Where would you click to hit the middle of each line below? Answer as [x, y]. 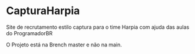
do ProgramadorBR [29, 33]
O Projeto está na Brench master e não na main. [64, 45]
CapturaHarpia [43, 11]
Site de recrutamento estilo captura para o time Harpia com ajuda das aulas [98, 27]
